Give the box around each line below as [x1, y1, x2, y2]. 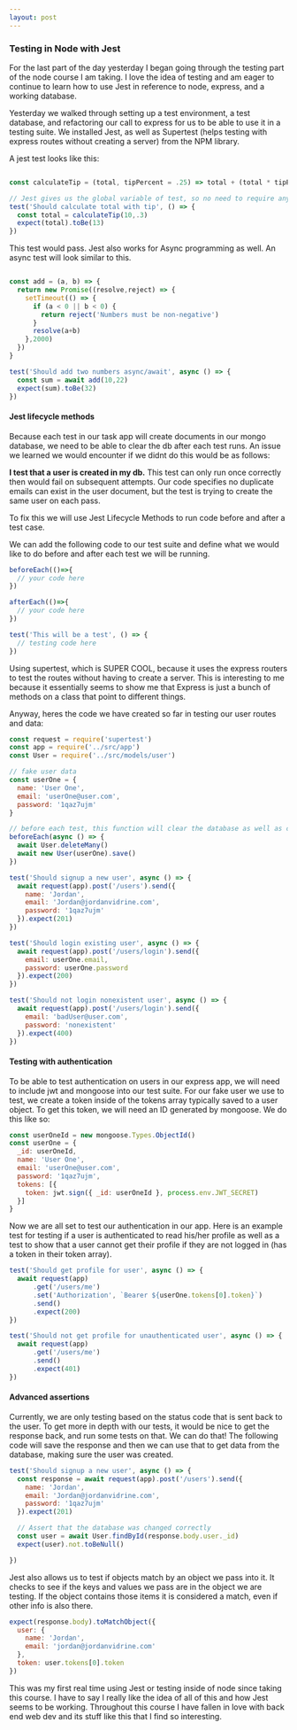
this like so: [9, 1113, 50, 1124]
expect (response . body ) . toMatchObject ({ [9, 1618, 156, 1626]
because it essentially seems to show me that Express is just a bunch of [9, 681, 271, 692]
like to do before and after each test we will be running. [9, 548, 210, 559]
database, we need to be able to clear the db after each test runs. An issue [9, 440, 281, 451]
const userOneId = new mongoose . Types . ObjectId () [9, 1130, 196, 1139]
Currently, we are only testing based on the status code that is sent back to [9, 1411, 283, 1422]
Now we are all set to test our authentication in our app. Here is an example [9, 1221, 283, 1231]
